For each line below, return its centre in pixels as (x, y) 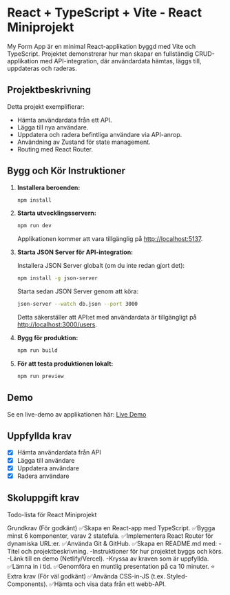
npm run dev (34, 226)
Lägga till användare (46, 460)
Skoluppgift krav (43, 498)
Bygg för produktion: (48, 338)
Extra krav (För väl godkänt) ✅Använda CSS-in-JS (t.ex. (86, 576)
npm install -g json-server (57, 278)
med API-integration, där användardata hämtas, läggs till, (121, 61)
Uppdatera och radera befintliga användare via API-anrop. (100, 134)
